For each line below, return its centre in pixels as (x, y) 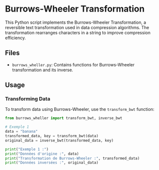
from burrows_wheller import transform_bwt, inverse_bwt (64, 118)
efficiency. (16, 38)
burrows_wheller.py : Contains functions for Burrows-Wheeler (73, 64)
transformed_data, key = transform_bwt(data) (52, 136)
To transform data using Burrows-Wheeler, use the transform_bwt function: (80, 109)
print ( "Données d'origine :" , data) (42, 154)
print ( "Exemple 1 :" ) (27, 149)
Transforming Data (28, 99)
